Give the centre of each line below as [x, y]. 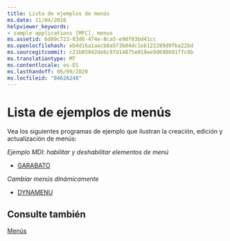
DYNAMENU [35, 193]
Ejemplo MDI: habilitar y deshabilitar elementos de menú [88, 152]
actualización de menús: [42, 139]
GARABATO [34, 166]
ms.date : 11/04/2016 [37, 20]
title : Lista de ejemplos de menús [59, 14]
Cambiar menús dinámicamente [53, 179]
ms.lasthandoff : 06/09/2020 [48, 71]
